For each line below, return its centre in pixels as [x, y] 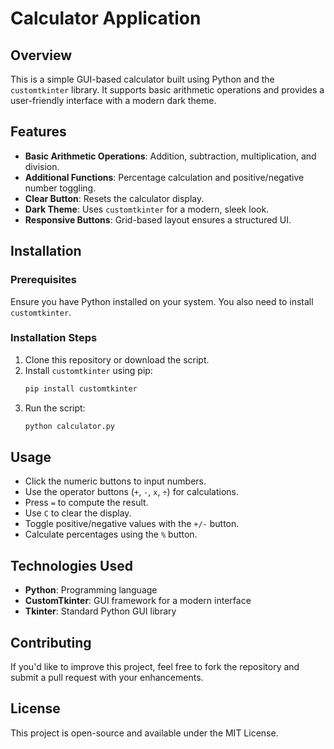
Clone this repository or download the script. [117, 359]
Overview [41, 55]
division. [42, 166]
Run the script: [55, 408]
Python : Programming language [91, 590]
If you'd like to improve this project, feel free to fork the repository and [155, 666]
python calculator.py [69, 426]
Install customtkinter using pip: [88, 370]
